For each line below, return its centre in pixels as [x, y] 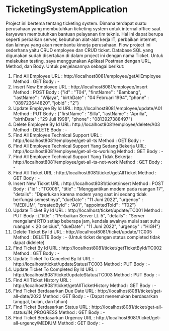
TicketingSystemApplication [67, 9]
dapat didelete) [29, 242]
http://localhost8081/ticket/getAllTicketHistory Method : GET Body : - [84, 285]
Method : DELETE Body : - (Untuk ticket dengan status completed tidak [87, 237]
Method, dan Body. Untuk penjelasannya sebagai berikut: [65, 66]
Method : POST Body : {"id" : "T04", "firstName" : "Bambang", [77, 92]
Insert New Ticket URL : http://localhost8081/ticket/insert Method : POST [88, 183]
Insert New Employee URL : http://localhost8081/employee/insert [80, 86]
